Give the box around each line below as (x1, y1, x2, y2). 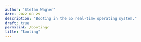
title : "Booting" (5, 29, 41, 34)
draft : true (5, 20, 29, 26)
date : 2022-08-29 (5, 12, 41, 16)
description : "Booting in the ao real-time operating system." (5, 16, 137, 21)
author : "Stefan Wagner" (5, 7, 56, 12)
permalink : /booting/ (5, 25, 49, 30)
